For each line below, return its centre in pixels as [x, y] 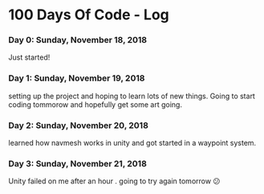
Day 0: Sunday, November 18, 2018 [78, 40]
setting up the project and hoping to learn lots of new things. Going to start [132, 96]
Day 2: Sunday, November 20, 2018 [78, 125]
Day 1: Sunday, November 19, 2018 [77, 78]
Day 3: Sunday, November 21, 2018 [77, 164]
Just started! [29, 57]
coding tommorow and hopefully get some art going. [95, 104]
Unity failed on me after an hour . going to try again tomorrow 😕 [114, 181]
